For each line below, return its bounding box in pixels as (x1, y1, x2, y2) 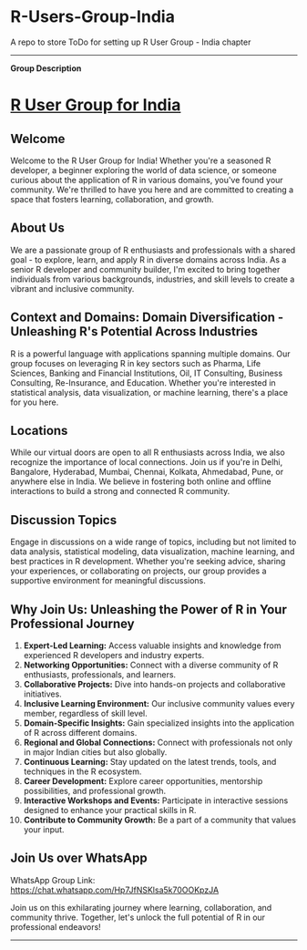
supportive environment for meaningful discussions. (10, 575, 206, 586)
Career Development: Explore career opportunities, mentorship (23, 776, 263, 786)
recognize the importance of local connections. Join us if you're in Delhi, (10, 457, 283, 468)
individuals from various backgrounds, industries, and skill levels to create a (10, 274, 295, 284)
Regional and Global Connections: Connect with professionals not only (23, 737, 293, 748)
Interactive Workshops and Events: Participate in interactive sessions (23, 795, 289, 806)
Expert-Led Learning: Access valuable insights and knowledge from (23, 640, 281, 651)
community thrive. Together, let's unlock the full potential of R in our (10, 912, 266, 923)
